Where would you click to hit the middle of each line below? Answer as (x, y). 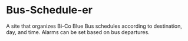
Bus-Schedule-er (50, 10)
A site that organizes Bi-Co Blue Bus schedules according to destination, (94, 26)
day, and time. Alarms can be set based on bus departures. (78, 32)
